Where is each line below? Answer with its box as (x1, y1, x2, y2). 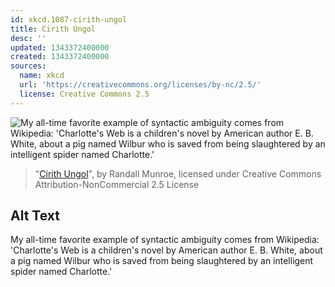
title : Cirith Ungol (10, 24, 97, 34)
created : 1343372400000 (10, 52, 110, 62)
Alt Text (10, 207, 60, 225)
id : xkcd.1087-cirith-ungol (10, 14, 128, 25)
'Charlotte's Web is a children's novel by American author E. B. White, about (10, 244, 323, 256)
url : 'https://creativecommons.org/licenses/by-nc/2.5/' (19, 80, 262, 90)
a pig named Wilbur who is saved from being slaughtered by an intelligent (10, 255, 314, 267)
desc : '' (10, 33, 47, 43)
